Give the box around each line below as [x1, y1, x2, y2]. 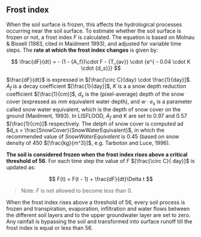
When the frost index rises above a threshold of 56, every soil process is [6, 199, 185, 206]
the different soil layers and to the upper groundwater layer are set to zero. [6, 212, 191, 218]
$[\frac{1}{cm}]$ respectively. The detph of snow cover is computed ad [6, 120, 184, 127]
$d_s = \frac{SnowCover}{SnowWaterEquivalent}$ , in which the [6, 126, 165, 134]
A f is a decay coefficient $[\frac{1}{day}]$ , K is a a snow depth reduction [6, 82, 187, 91]
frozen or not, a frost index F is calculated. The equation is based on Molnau [6, 33, 195, 41]
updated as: [6, 164, 36, 171]
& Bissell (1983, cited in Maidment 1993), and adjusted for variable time [6, 40, 182, 47]
